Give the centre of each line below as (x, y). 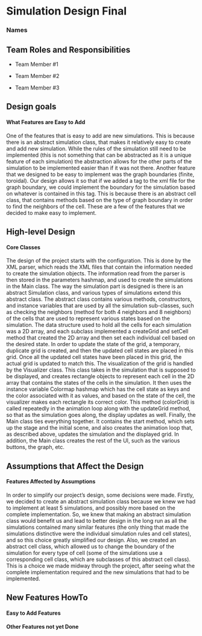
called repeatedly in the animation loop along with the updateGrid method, (99, 408)
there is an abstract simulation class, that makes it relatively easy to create (99, 142)
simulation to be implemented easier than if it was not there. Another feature (101, 168)
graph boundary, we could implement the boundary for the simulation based (101, 187)
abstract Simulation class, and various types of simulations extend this (94, 293)
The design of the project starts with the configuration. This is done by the (99, 261)
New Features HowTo (47, 598)
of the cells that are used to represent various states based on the (88, 318)
